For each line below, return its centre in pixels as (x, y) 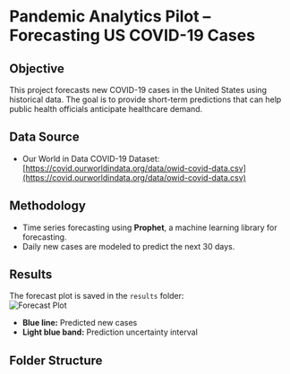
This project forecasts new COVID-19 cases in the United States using (138, 90)
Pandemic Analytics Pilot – (110, 17)
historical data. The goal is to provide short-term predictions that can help (145, 99)
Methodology (48, 206)
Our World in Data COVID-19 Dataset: (91, 158)
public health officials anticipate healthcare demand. (106, 109)
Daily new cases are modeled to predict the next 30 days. (128, 246)
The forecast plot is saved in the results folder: (97, 296)
